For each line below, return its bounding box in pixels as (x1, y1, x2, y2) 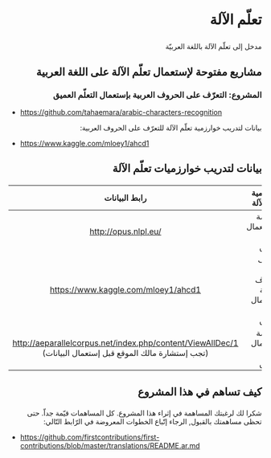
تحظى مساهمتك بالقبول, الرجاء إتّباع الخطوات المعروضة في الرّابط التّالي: (43, 416, 262, 426)
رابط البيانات (104, 192, 147, 203)
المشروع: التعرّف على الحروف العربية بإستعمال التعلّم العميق (52, 89, 262, 100)
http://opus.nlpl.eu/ (89, 226, 162, 237)
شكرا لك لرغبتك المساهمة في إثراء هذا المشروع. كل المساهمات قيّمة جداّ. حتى (27, 408, 262, 418)
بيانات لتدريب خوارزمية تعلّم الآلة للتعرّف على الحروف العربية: (80, 123, 262, 133)
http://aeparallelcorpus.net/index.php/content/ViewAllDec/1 (12, 337, 239, 349)
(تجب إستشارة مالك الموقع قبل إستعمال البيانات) (42, 348, 209, 359)
